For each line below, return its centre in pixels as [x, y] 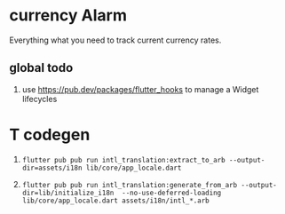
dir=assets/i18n [52, 168]
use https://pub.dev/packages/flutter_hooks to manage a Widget [140, 89]
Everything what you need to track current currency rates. [115, 40]
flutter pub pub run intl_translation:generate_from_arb [130, 185]
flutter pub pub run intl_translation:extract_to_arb [123, 160]
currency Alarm [68, 16]
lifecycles [40, 99]
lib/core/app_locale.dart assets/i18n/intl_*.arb [116, 201]
